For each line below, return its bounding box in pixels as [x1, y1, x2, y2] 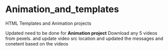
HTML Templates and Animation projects [5, 20, 92, 26]
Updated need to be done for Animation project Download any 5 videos [5, 30, 158, 36]
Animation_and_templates [5, 4, 119, 15]
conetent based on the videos [5, 40, 69, 46]
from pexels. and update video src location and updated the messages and [5, 35, 163, 41]
